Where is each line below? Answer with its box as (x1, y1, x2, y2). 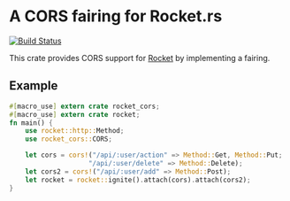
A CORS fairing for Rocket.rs (9, 6, 223, 27)
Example (9, 78, 58, 94)
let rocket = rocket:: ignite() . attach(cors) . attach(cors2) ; (25, 175, 251, 184)
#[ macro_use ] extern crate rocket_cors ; (9, 102, 161, 111)
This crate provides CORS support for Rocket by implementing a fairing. (9, 52, 271, 63)
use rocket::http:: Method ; (25, 127, 125, 135)
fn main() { (9, 118, 53, 128)
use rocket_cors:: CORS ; (25, 135, 113, 143)
